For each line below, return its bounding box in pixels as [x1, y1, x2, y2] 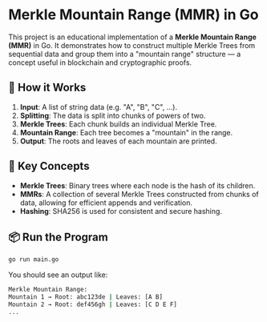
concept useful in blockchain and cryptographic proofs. [8, 58, 192, 67]
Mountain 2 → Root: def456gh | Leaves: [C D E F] [8, 300, 178, 308]
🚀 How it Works [8, 81, 87, 95]
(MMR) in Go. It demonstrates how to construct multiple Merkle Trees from [8, 40, 256, 50]
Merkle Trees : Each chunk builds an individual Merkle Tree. [19, 119, 217, 129]
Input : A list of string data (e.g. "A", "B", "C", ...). [19, 102, 178, 111]
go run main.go [8, 256, 59, 264]
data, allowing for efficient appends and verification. [19, 198, 192, 207]
